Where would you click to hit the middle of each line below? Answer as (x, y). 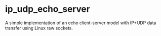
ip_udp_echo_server (48, 9)
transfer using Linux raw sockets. (39, 28)
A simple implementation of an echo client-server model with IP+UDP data (81, 23)
